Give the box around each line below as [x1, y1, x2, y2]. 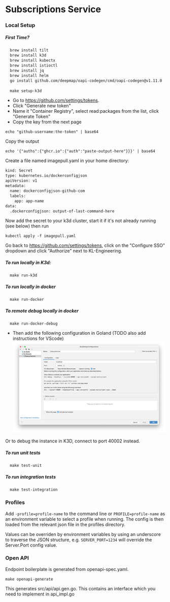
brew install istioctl [10, 63, 58, 68]
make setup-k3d [10, 88, 42, 93]
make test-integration [10, 487, 58, 492]
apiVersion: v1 [5, 178, 38, 183]
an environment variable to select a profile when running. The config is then [5, 516, 164, 522]
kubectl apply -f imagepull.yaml [5, 234, 76, 239]
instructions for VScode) [12, 335, 64, 341]
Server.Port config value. [5, 542, 57, 548]
